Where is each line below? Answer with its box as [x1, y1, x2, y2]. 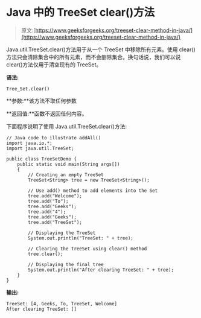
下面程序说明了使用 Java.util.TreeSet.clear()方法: [6, 122, 127, 130]
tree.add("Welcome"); [28, 192, 83, 199]
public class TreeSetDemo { [6, 156, 77, 162]
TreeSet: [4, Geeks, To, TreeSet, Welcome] [6, 301, 118, 307]
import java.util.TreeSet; [6, 145, 74, 151]
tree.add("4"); [28, 209, 66, 215]
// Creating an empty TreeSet [28, 171, 104, 178]
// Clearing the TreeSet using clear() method [28, 246, 147, 252]
